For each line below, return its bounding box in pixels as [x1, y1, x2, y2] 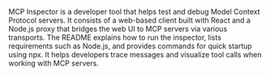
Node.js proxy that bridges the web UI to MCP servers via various [8, 24, 228, 33]
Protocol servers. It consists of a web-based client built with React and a [8, 15, 251, 25]
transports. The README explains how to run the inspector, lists [8, 32, 221, 42]
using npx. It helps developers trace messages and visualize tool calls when [8, 50, 262, 59]
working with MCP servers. [8, 58, 99, 68]
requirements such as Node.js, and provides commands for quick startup [8, 41, 253, 51]
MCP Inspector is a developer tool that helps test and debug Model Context [8, 7, 260, 16]
